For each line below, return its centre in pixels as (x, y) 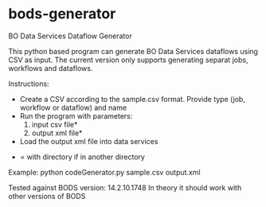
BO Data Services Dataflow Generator (70, 36)
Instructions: (29, 84)
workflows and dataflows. (51, 68)
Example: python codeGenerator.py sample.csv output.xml (104, 172)
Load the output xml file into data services (89, 141)
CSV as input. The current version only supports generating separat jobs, (128, 60)
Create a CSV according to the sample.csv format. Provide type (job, (132, 99)
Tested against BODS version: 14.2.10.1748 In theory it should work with (125, 187)
